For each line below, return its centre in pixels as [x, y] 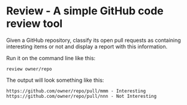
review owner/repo [29, 69]
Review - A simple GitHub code [85, 11]
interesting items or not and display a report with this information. [87, 47]
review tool [34, 24]
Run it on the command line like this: [51, 58]
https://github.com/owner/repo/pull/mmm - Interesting [76, 91]
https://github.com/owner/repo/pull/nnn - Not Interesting [82, 96]
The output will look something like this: [55, 80]
